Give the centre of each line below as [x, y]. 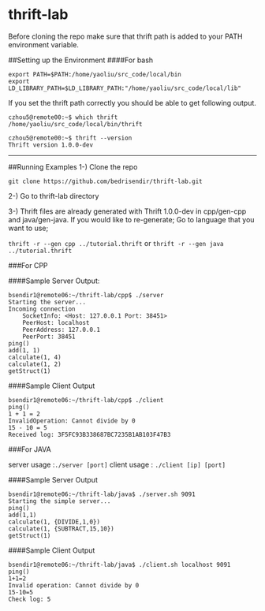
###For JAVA [30, 449]
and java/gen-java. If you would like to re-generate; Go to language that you [131, 219]
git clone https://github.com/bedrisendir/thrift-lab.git [105, 181]
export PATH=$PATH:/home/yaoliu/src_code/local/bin [95, 74]
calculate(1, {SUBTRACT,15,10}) [61, 529]
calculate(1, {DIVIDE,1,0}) [54, 522]
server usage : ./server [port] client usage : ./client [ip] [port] [117, 464]
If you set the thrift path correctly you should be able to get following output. [132, 102]
